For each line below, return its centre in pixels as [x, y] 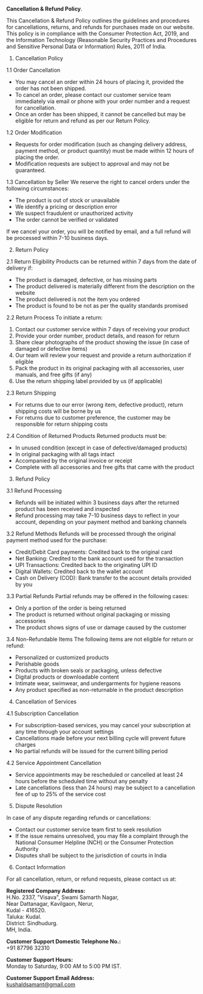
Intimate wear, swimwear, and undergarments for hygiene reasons [98, 683]
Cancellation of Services [46, 702]
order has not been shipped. [50, 88]
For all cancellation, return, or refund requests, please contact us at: [91, 879]
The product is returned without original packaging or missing [92, 614]
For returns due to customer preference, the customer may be [93, 418]
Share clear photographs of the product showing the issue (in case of [102, 342]
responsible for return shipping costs [61, 424]
